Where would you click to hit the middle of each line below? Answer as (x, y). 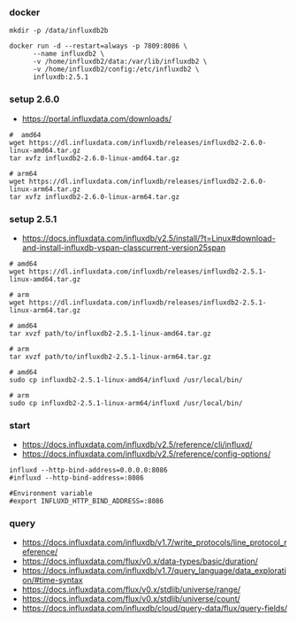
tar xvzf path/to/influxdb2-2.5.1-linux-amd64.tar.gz (110, 334)
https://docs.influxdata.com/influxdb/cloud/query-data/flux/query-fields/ (155, 609)
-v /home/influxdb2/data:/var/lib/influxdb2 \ (120, 62)
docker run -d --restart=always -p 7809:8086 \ (99, 46)
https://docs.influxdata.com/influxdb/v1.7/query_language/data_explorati (154, 571)
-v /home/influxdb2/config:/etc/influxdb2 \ (116, 69)
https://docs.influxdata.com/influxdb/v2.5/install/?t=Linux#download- (148, 238)
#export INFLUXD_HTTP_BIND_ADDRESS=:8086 (87, 502)
